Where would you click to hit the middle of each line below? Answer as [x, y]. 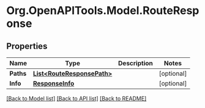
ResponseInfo [54, 83]
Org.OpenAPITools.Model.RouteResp [103, 11]
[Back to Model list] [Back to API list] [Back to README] [76, 99]
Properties [27, 46]
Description [136, 63]
